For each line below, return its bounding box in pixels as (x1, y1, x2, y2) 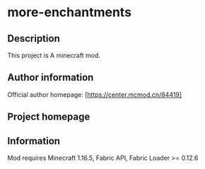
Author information (7, 71, 94, 83)
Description (7, 33, 60, 45)
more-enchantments (7, 4, 132, 21)
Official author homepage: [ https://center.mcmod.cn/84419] (7, 90, 182, 99)
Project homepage (7, 111, 90, 123)
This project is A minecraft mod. (7, 51, 101, 59)
